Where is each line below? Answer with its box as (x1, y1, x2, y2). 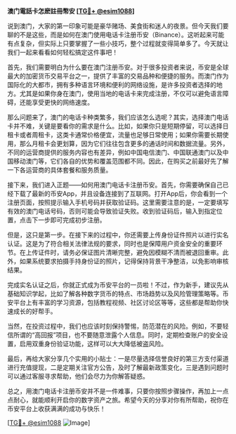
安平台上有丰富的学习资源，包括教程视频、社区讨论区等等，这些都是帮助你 (7, 298, 223, 306)
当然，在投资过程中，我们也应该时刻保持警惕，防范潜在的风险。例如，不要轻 (7, 322, 229, 330)
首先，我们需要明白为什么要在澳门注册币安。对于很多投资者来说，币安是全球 (7, 63, 229, 71)
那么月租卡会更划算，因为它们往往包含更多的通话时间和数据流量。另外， (19, 140, 229, 147)
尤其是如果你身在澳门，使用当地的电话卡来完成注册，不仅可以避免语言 (19, 89, 223, 98)
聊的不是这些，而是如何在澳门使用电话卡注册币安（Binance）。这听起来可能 (7, 31, 225, 39)
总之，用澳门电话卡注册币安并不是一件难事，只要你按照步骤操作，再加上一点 (7, 387, 229, 395)
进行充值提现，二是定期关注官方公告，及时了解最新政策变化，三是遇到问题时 (7, 363, 229, 371)
